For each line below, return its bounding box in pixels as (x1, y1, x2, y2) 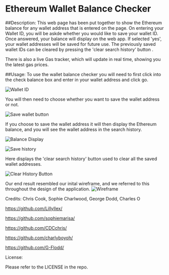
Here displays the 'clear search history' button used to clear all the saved (5, 156, 157, 162)
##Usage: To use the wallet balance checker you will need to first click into (5, 71, 161, 77)
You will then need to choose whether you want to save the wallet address (5, 96, 160, 102)
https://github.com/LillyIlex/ (5, 205, 63, 212)
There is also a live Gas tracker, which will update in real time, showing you (5, 56, 161, 62)
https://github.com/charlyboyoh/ (5, 235, 73, 241)
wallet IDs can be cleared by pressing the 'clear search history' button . (5, 46, 154, 52)
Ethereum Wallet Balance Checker (5, 3, 151, 15)
